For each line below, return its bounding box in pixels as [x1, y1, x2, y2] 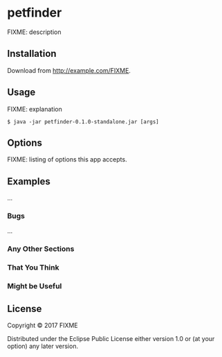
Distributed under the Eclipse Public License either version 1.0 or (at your [7, 335, 215, 343]
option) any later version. [7, 342, 78, 351]
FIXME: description [7, 28, 62, 36]
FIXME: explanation [7, 105, 62, 113]
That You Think [7, 263, 59, 272]
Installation [7, 48, 57, 60]
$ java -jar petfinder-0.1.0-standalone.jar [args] [7, 118, 159, 125]
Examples [7, 175, 50, 187]
